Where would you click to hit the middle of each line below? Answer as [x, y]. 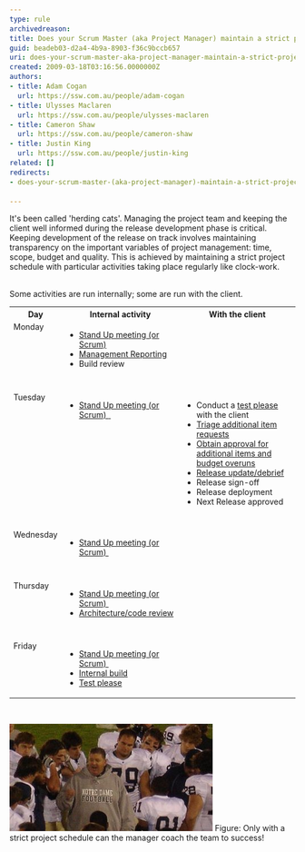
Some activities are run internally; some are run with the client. [126, 294]
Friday [25, 646]
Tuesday [29, 397]
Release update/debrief [240, 472]
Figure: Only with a [250, 827]
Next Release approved [240, 501]
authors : [26, 77]
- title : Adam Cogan [49, 86]
